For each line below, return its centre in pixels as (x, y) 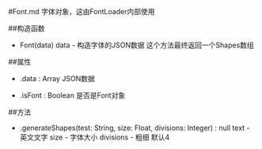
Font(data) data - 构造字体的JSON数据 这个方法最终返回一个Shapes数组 (137, 45)
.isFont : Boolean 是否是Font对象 (72, 95)
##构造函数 (27, 28)
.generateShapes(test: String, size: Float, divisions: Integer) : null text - (135, 128)
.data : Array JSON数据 (57, 78)
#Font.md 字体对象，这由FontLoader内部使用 (82, 11)
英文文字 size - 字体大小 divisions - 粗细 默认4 (95, 137)
